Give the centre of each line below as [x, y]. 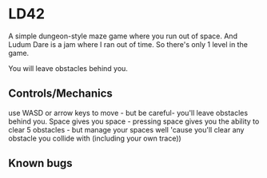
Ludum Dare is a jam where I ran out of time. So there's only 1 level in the [128, 44]
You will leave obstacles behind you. [68, 68]
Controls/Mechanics [61, 94]
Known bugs [41, 163]
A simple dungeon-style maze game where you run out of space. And [123, 36]
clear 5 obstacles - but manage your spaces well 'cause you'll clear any [126, 129]
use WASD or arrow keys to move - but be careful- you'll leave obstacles [128, 113]
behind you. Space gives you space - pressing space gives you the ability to [134, 121]
